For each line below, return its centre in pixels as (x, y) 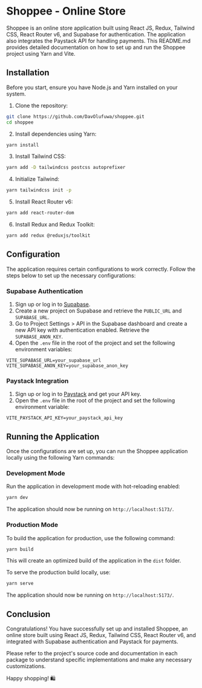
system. (16, 94)
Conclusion (28, 614)
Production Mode (32, 525)
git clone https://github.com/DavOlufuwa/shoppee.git (76, 116)
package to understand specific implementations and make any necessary (99, 660)
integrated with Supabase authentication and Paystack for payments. (92, 642)
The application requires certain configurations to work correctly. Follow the (101, 269)
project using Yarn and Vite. (41, 53)
